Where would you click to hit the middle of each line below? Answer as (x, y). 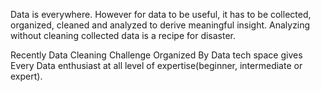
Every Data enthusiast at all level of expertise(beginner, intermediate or (156, 65)
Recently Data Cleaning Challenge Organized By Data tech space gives (156, 55)
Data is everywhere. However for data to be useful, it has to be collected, (161, 14)
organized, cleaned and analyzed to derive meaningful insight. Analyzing (160, 25)
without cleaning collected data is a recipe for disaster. (123, 35)
